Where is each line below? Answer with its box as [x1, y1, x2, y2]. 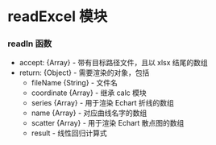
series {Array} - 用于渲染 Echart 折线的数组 [31, 98, 175, 108]
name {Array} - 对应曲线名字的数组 [31, 108, 147, 118]
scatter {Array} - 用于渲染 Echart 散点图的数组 [31, 118, 185, 128]
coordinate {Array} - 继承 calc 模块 [31, 88, 147, 97]
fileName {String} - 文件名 [31, 78, 118, 88]
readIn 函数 [7, 38, 52, 49]
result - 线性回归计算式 [31, 128, 107, 138]
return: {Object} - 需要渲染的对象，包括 [19, 68, 150, 77]
